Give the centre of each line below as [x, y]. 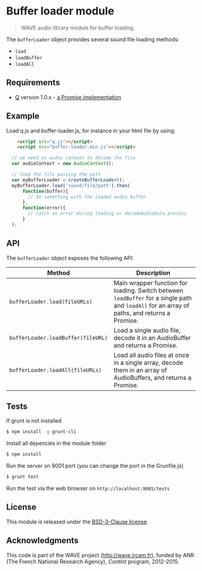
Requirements [33, 83]
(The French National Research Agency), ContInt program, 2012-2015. [93, 561]
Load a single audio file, [147, 330]
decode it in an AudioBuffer [152, 338]
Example [23, 116]
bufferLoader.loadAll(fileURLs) [56, 370]
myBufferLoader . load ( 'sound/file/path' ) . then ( [71, 185]
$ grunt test [23, 477]
